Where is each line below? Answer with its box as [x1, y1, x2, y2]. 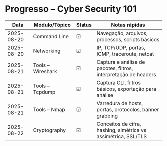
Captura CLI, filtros [96, 79, 141, 86]
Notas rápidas [111, 21, 145, 28]
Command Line [33, 33, 69, 40]
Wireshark [33, 68, 57, 75]
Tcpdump [33, 88, 56, 95]
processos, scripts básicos [96, 36, 160, 43]
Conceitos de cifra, [96, 120, 141, 127]
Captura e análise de [96, 58, 145, 65]
